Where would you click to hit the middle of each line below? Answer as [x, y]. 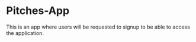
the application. [25, 33]
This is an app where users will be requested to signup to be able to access [98, 27]
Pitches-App [38, 11]
